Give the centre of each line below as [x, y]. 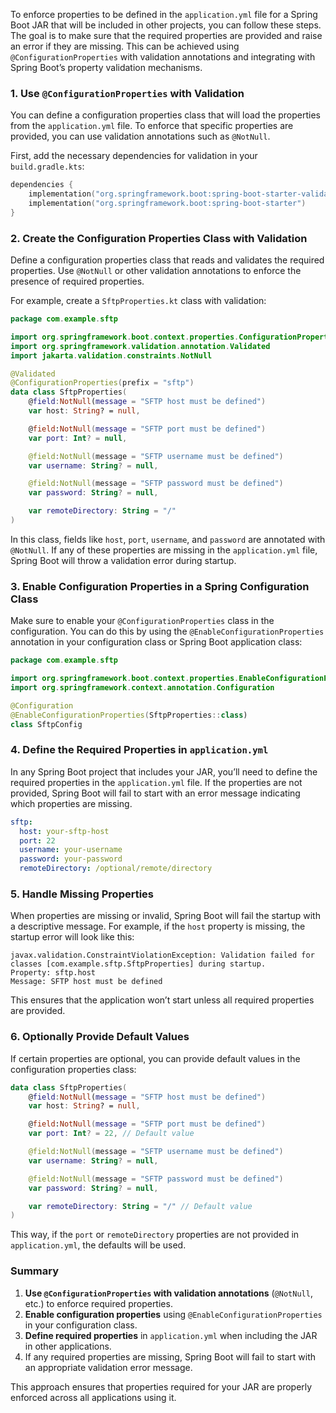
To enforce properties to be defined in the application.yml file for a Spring [164, 14]
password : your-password [71, 859]
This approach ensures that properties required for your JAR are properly [161, 1386]
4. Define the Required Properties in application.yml [139, 750]
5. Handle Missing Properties [82, 894]
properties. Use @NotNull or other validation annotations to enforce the [156, 271]
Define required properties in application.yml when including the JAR [171, 1335]
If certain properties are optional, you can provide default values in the [155, 1058]
